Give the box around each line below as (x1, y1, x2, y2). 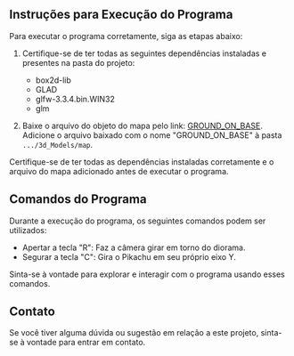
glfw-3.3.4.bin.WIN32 (35, 93, 116, 104)
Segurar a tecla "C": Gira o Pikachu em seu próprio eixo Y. (21, 251, 236, 262)
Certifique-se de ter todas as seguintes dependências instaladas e (21, 48, 267, 59)
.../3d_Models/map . (21, 139, 94, 150)
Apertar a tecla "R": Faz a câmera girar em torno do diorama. (21, 242, 246, 253)
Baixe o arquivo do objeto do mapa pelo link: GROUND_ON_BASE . (21, 120, 263, 131)
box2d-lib (35, 75, 71, 85)
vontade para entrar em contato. (26, 337, 146, 348)
